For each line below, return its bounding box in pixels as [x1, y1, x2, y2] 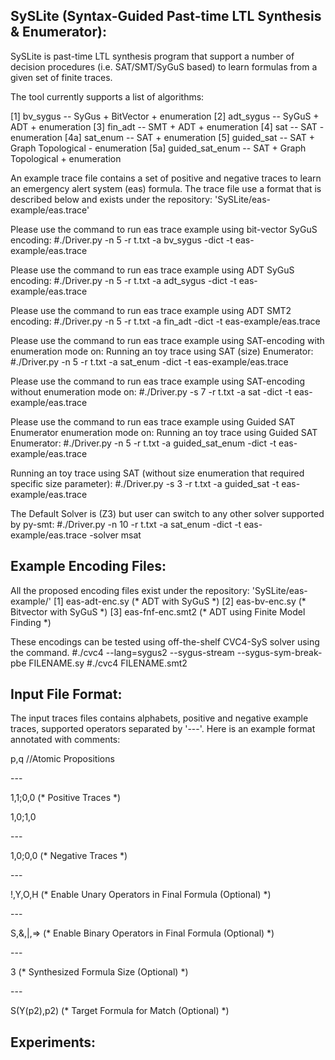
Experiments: [10, 1034, 97, 1051]
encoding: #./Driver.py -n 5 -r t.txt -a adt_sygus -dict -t [10, 274, 237, 286]
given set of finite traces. [10, 71, 113, 83]
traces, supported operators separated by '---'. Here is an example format [10, 723, 316, 735]
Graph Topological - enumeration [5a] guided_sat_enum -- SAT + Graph [10, 142, 307, 154]
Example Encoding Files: [10, 558, 167, 575]
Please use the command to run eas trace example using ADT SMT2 [10, 304, 292, 316]
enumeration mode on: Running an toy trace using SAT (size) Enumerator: [10, 345, 314, 357]
